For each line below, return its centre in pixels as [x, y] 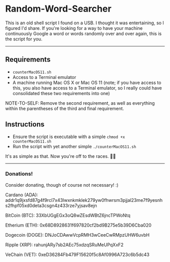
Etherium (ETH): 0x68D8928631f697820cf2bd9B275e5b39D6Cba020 [78, 225]
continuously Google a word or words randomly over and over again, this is [83, 33]
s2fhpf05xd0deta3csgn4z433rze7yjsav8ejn [51, 205]
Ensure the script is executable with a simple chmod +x [69, 137]
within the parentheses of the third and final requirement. [65, 108]
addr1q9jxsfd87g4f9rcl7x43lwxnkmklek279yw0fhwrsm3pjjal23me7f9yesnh [84, 200]
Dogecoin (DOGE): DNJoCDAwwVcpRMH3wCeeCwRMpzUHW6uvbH [77, 235]
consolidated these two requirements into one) [61, 93]
